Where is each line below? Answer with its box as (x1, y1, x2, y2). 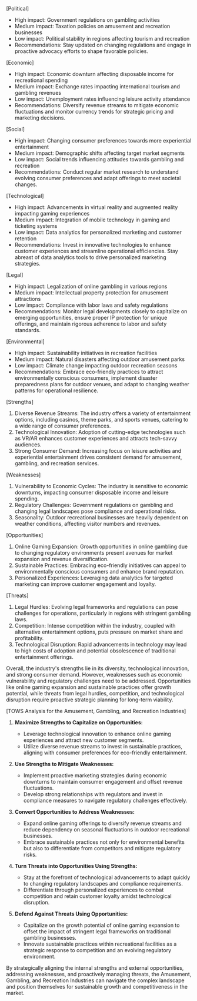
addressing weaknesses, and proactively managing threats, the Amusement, (6, 971, 192, 977)
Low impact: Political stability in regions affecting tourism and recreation (14, 35, 190, 42)
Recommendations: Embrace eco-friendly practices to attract (14, 368, 163, 375)
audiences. (14, 441, 42, 448)
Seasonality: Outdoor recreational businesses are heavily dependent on (14, 514, 188, 521)
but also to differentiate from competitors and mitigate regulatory (23, 845, 181, 851)
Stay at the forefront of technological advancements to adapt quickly (23, 874, 191, 881)
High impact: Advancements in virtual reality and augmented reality (14, 204, 178, 211)
